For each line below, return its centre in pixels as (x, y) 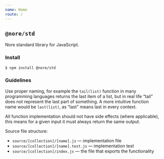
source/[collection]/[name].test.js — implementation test (73, 146)
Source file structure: (27, 131)
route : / (14, 14)
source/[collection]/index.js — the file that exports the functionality (83, 151)
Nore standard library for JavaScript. (42, 45)
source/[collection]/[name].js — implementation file (67, 140)
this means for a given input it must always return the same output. (73, 122)
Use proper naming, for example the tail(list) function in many (71, 91)
